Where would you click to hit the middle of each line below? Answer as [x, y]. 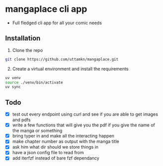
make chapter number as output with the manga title [66, 141]
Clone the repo [27, 50]
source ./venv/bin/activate [34, 83]
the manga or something [37, 131]
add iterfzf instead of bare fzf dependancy [56, 158]
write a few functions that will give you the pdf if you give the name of [83, 125]
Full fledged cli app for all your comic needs [57, 23]
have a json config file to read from [48, 153]
